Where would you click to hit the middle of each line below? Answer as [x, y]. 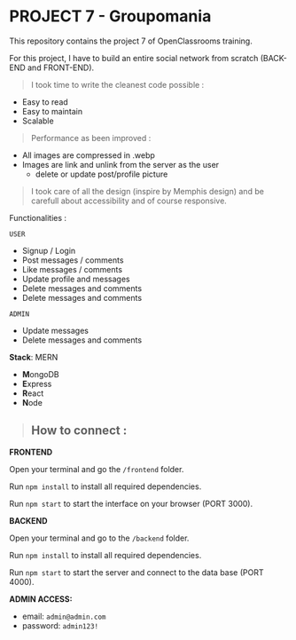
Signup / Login [49, 250]
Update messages [55, 330]
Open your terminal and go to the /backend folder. [99, 538]
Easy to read [45, 102]
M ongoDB [40, 374]
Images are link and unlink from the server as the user [121, 164]
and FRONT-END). [61, 67]
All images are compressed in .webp [88, 155]
